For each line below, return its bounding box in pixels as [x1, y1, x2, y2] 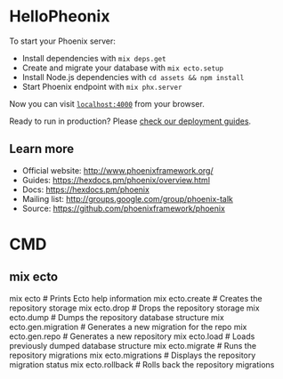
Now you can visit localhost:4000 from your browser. [9, 98, 205, 109]
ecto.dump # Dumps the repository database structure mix [9, 311, 224, 322]
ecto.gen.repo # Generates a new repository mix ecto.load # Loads [9, 331, 255, 342]
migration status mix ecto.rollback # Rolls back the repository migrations [9, 359, 275, 370]
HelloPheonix [9, 6, 110, 27]
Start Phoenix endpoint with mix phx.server [21, 81, 182, 92]
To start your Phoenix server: [9, 36, 116, 46]
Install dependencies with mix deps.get [21, 52, 166, 63]
